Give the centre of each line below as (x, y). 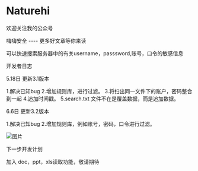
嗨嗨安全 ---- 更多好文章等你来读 (46, 40)
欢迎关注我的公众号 (30, 28)
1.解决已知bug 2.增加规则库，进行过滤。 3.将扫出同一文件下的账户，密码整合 (99, 91)
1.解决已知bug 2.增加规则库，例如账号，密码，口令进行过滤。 (81, 123)
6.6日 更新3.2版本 (28, 111)
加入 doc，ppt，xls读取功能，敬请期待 (53, 161)
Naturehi (28, 11)
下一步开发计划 (24, 149)
